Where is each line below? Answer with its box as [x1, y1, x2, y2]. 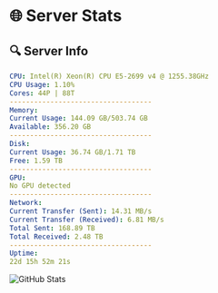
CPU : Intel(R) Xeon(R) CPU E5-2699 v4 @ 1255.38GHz [9, 72, 209, 81]
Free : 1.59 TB [9, 156, 64, 165]
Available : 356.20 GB [9, 122, 92, 132]
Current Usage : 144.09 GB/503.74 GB [9, 114, 148, 123]
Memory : [9, 105, 39, 114]
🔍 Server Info [9, 43, 89, 59]
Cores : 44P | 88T [9, 88, 75, 98]
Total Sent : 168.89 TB [9, 223, 95, 232]
